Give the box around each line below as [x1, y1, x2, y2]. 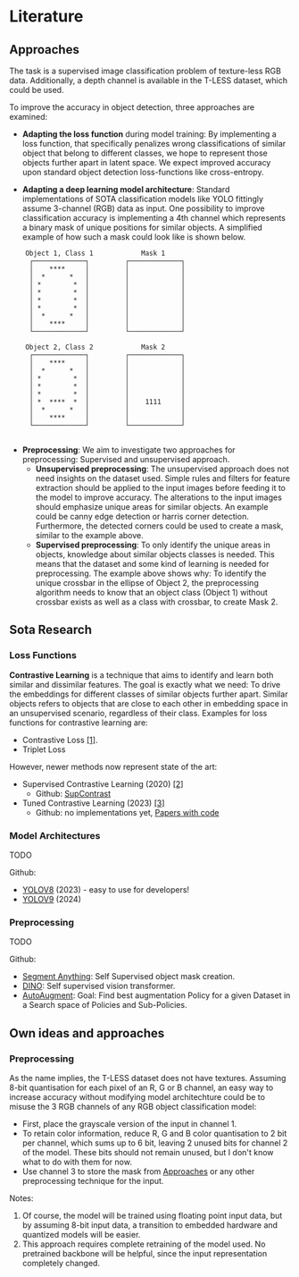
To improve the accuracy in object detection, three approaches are [9, 102, 255, 113]
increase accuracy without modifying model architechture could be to [9, 1091, 266, 1102]
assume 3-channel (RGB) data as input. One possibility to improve [21, 203, 265, 214]
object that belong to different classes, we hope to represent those [21, 148, 268, 158]
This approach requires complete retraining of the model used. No [21, 1239, 266, 1249]
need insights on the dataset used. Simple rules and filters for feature [35, 473, 291, 484]
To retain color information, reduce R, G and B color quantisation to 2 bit [21, 1128, 287, 1138]
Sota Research [9, 622, 92, 638]
